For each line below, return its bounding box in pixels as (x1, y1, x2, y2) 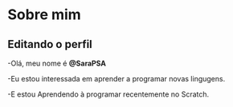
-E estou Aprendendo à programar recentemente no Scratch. (7, 89, 210, 99)
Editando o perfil (7, 38, 93, 51)
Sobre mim (7, 6, 81, 24)
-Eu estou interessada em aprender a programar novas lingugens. (7, 74, 226, 83)
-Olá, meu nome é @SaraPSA (7, 58, 106, 68)
